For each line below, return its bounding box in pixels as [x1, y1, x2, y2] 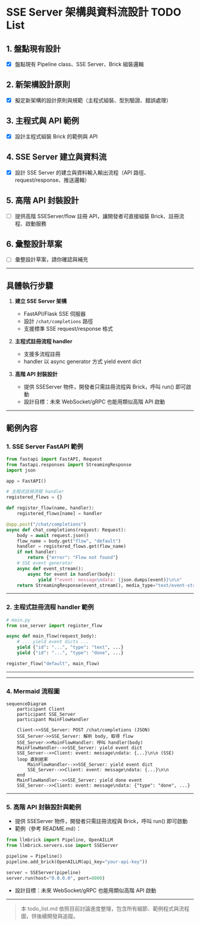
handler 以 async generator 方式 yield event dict [23, 358, 142, 365]
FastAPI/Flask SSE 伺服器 [23, 311, 86, 318]
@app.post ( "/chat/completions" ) [6, 521, 86, 527]
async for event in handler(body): [27, 571, 116, 577]
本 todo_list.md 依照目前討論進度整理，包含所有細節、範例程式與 [20, 905, 179, 912]
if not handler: [17, 549, 58, 555]
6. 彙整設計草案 [6, 239, 62, 249]
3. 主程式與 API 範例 [6, 116, 79, 126]
